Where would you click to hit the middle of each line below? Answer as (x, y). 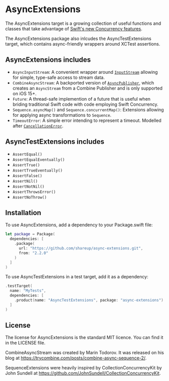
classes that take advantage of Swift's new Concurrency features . (74, 28)
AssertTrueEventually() (38, 171)
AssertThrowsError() (34, 192)
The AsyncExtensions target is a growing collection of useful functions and (83, 23)
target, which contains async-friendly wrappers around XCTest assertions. (83, 44)
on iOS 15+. (24, 93)
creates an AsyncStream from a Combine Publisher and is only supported (88, 88)
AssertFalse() (27, 176)
